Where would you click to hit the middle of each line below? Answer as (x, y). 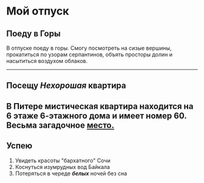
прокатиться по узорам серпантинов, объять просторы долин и (90, 55)
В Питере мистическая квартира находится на (100, 106)
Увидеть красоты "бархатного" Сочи (63, 160)
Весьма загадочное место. (60, 125)
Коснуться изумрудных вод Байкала (63, 167)
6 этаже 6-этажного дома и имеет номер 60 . (97, 115)
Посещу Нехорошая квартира (66, 86)
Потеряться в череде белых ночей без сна (71, 173)
